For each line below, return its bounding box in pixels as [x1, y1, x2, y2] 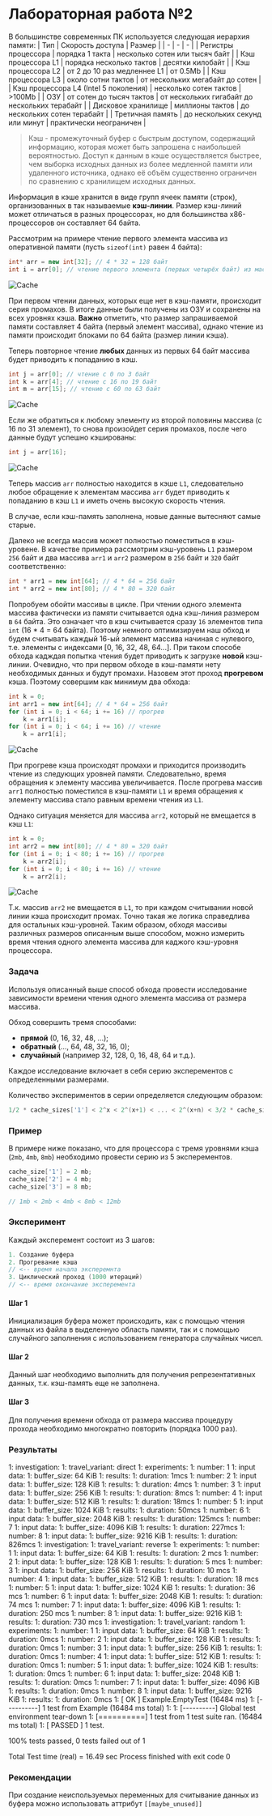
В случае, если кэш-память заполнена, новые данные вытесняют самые [8, 512, 261, 521]
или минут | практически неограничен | [8, 117, 147, 127]
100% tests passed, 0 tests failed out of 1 [8, 1736, 146, 1746]
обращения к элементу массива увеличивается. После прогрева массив [8, 778, 263, 788]
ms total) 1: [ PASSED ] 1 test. [8, 1720, 105, 1729]
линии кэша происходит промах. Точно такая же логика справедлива [8, 912, 250, 921]
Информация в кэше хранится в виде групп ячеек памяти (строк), [8, 192, 237, 202]
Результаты [8, 1444, 57, 1455]
